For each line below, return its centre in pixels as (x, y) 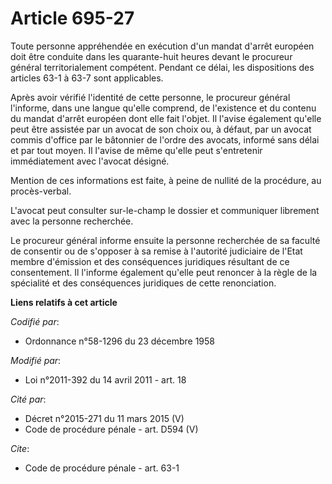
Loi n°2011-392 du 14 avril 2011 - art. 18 (105, 379)
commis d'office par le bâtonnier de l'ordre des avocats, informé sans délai (165, 139)
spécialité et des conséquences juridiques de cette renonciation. (143, 283)
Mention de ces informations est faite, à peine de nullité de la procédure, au (166, 180)
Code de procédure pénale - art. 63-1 (102, 468)
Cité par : (28, 399)
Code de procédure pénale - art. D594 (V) (111, 429)
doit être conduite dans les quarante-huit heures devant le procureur (151, 56)
